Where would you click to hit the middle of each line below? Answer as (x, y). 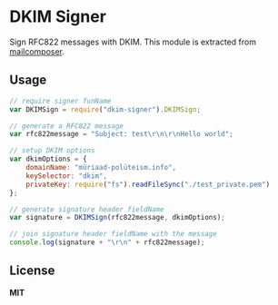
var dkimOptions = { (49, 159)
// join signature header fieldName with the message (114, 234)
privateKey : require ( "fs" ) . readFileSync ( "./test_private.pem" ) (148, 184)
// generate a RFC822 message (67, 126)
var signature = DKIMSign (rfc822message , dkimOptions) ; (117, 218)
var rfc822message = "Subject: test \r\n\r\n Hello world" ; (121, 134)
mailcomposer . (37, 51)
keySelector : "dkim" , (66, 176)
